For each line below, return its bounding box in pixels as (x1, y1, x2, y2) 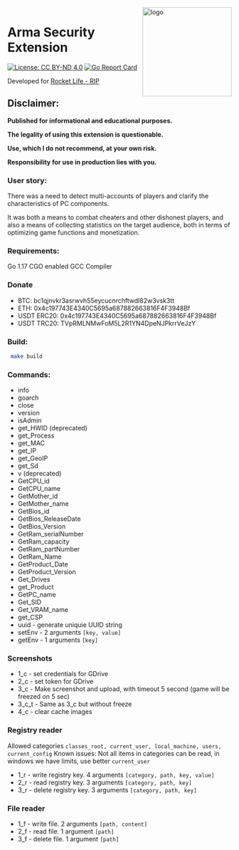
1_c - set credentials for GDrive (17, 670, 109, 678)
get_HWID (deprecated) (17, 424, 87, 432)
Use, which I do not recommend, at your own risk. (7, 144, 157, 152)
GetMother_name (17, 499, 69, 508)
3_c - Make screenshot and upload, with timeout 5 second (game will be (17, 685, 230, 693)
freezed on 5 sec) (17, 693, 70, 701)
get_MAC (17, 439, 46, 447)
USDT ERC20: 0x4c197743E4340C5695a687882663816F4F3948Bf (17, 311, 217, 320)
